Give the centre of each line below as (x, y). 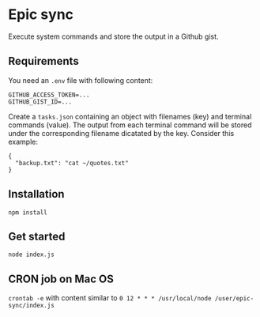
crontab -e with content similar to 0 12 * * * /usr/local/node (110, 298)
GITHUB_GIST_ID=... (40, 102)
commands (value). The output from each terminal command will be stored (130, 125)
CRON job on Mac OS (61, 279)
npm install (28, 212)
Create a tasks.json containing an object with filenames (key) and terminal (130, 116)
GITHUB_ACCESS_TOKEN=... (49, 95)
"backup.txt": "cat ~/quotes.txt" (72, 163)
